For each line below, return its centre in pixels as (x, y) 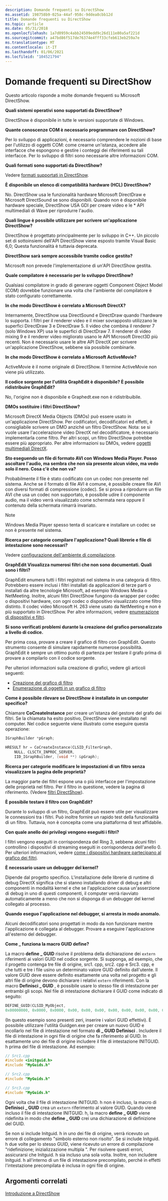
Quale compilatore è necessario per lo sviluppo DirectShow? (69, 275)
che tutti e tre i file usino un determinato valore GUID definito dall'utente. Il (81, 969)
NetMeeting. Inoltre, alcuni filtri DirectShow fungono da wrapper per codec (82, 596)
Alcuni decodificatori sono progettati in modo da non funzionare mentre (79, 923)
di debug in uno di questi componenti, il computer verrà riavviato (72, 893)
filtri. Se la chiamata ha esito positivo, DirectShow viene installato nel (76, 718)
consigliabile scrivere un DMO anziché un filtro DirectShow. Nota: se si (78, 427)
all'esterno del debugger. (31, 934)
